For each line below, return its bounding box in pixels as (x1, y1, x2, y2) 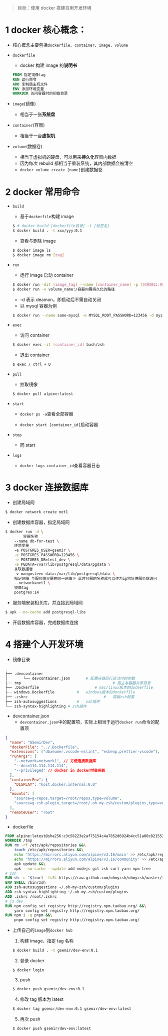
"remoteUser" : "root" (9, 810, 55, 815)
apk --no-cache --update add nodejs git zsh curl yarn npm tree (14, 866, 151, 871)
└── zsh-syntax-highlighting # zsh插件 (5, 703, 87, 709)
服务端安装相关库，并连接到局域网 (12, 600, 83, 606)
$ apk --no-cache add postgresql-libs (5, 610, 86, 615)
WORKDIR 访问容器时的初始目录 (12, 91, 68, 96)
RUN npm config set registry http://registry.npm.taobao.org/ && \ (5, 903, 146, 908)
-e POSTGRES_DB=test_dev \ (14, 557, 70, 562)
